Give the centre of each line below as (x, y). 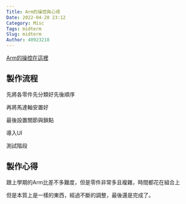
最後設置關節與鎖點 (30, 120)
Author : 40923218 (28, 40)
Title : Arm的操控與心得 (33, 12)
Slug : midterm (24, 34)
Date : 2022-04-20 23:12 (36, 18)
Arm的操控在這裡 (27, 58)
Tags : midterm (24, 29)
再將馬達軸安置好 (27, 107)
